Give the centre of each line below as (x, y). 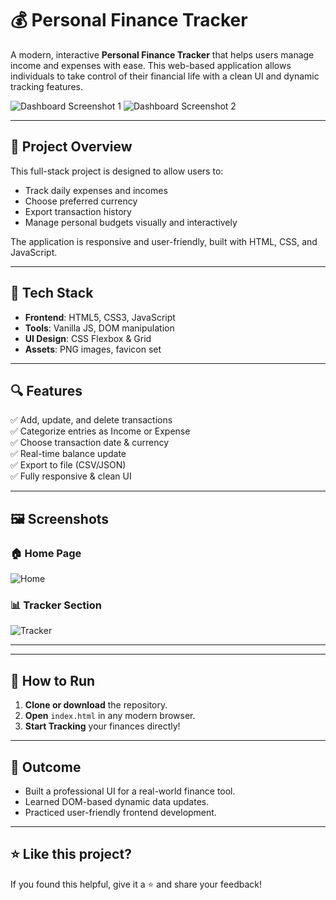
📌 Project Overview (71, 147)
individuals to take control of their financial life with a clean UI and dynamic (165, 76)
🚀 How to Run (53, 680)
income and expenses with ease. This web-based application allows (151, 65)
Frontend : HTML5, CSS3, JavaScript (100, 317)
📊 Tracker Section (56, 605)
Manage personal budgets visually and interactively (131, 222)
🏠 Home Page (46, 553)
